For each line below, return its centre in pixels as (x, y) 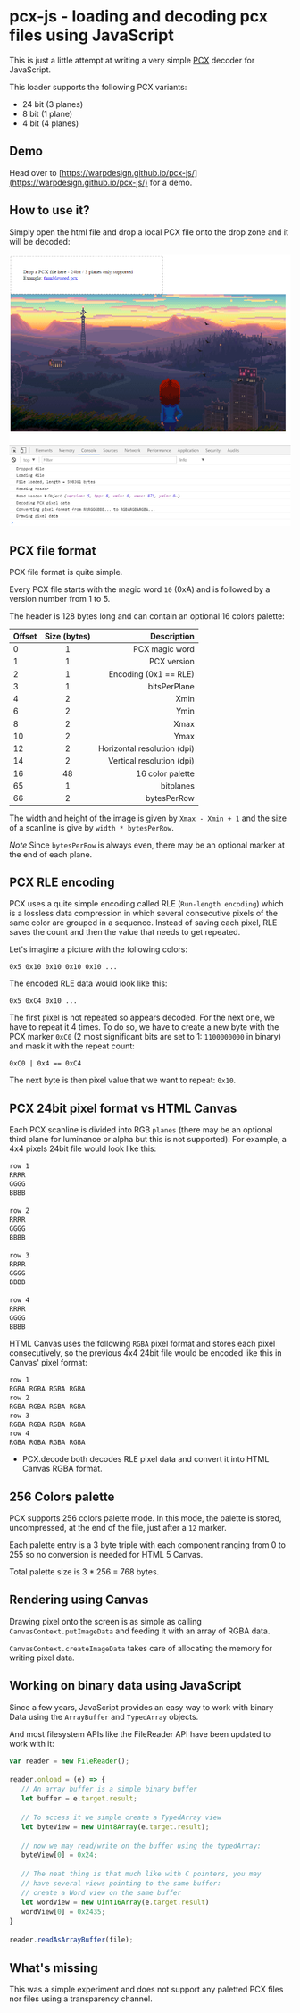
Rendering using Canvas (79, 1600)
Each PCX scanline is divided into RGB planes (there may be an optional (141, 1130)
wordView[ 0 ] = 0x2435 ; (63, 1912)
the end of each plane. (51, 854)
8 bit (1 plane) (47, 113)
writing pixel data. (42, 1658)
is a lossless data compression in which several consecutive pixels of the (144, 914)
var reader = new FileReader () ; (69, 1761)
